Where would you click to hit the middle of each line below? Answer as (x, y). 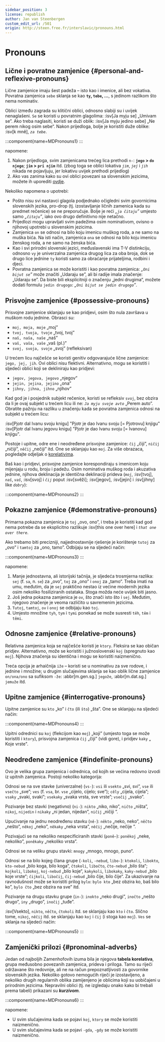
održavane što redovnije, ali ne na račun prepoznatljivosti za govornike (77, 969)
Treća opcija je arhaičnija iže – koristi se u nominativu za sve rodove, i (76, 666)
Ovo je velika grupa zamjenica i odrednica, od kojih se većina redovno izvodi (83, 772)
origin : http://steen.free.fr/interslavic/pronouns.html (65, 28)
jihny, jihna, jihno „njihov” (42, 388)
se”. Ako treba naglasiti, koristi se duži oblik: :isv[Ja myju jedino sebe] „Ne (80, 121)
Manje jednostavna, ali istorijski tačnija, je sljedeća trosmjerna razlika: (83, 576)
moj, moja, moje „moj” (35, 327)
